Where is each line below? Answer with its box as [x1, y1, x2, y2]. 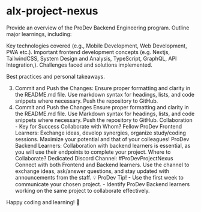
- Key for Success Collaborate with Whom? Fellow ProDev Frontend [14, 123, 182, 130]
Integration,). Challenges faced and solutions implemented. [6, 61, 152, 68]
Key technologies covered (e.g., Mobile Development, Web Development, [6, 42, 187, 49]
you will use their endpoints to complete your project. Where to [14, 148, 171, 156]
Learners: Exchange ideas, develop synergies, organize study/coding [14, 129, 186, 136]
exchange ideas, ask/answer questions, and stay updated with [14, 167, 170, 175]
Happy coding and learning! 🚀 [6, 198, 80, 205]
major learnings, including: [6, 30, 72, 37]
